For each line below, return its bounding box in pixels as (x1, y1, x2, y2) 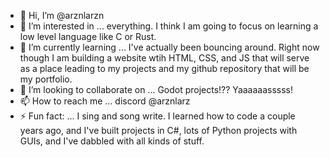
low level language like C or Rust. (19, 31, 157, 42)
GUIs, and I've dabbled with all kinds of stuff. (19, 135, 205, 147)
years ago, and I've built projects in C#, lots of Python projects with (19, 125, 298, 136)
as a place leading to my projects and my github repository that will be (19, 63, 310, 74)
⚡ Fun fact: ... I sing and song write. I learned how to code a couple (19, 110, 296, 122)
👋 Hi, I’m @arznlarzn (19, 10, 105, 21)
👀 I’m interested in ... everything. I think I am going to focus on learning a (19, 20, 319, 32)
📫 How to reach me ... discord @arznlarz (19, 95, 191, 107)
